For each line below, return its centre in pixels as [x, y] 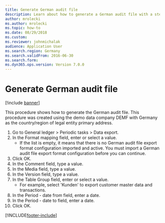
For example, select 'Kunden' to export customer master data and [86, 185]
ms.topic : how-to [23, 28]
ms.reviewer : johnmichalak [33, 42]
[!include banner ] [23, 103]
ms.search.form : [22, 60]
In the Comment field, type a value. [48, 164]
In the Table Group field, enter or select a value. [60, 180]
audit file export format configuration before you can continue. [83, 153]
